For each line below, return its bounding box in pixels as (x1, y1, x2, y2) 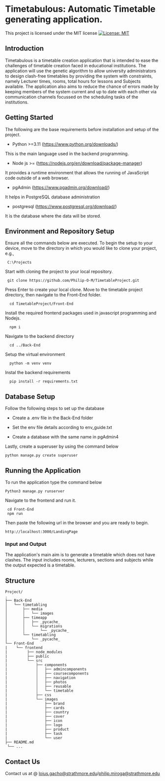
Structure (5, 576, 35, 585)
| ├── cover (5, 714, 65, 719)
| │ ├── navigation (5, 675, 76, 680)
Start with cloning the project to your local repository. (5, 269, 113, 274)
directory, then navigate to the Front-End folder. (5, 292, 102, 298)
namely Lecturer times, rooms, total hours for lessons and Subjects (5, 78, 141, 84)
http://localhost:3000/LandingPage (5, 529, 78, 534)
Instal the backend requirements (5, 370, 71, 376)
